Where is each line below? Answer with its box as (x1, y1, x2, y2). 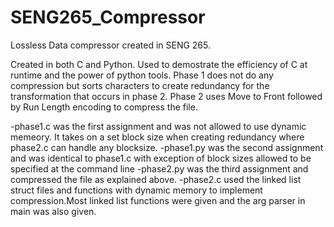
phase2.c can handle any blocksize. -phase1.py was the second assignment (10, 141, 324, 153)
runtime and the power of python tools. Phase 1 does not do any (10, 69, 274, 81)
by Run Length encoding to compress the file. (10, 101, 198, 113)
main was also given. (10, 205, 97, 217)
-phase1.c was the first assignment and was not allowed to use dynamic (10, 120, 307, 132)
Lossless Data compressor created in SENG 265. (10, 39, 212, 51)
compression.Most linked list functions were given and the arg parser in (10, 194, 306, 206)
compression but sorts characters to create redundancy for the (10, 79, 270, 91)
